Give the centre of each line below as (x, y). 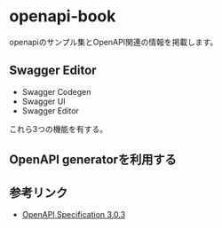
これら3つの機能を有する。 (59, 129)
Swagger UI (44, 101)
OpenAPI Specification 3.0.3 (74, 214)
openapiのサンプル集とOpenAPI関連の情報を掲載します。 (114, 42)
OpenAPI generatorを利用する (93, 160)
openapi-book (63, 16)
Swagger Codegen (56, 91)
